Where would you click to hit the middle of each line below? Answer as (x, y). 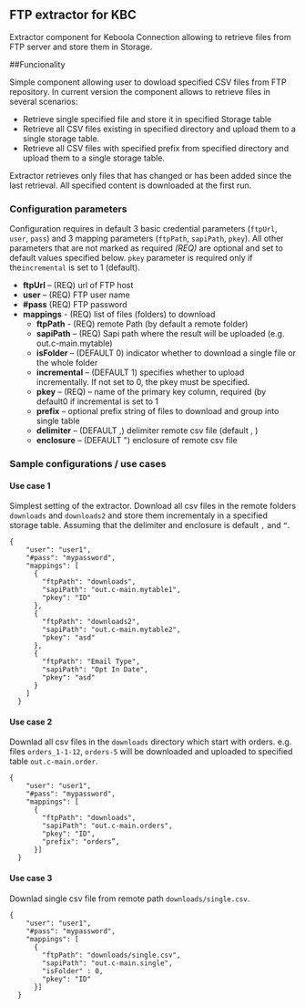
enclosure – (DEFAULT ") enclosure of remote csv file (137, 441)
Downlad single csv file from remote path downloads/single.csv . (130, 899)
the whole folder (67, 363)
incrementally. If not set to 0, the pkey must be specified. (143, 382)
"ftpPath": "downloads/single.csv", (112, 955)
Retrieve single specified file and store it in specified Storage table (147, 119)
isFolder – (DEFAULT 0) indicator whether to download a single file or (166, 353)
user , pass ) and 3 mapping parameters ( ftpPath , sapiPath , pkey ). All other (147, 239)
